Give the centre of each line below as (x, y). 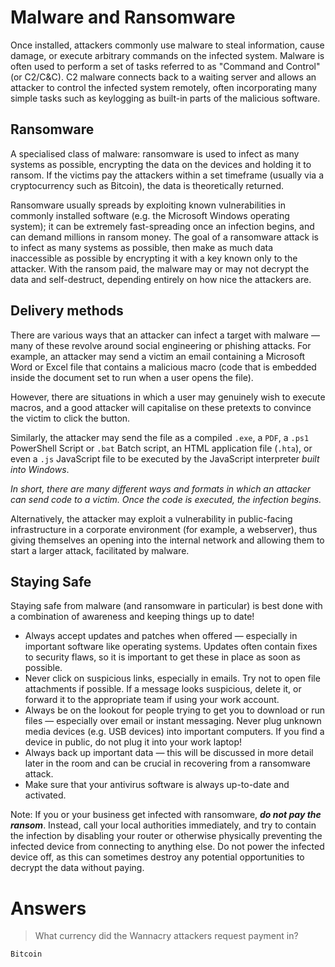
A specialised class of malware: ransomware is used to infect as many (155, 153)
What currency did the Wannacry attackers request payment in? (166, 936)
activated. (45, 795)
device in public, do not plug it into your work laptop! (133, 742)
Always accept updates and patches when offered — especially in (161, 636)
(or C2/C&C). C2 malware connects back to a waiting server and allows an (163, 77)
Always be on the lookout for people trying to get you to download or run (174, 710)
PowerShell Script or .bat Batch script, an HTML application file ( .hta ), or (161, 448)
